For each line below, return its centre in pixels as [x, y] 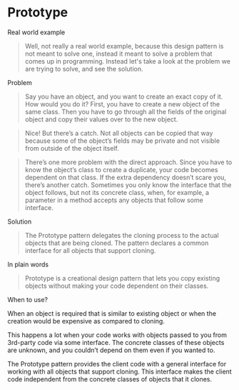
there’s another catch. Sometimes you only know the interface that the [128, 185]
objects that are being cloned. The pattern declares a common [117, 243]
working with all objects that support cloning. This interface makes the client [119, 371]
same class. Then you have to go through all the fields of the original [126, 111]
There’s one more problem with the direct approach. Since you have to [128, 162]
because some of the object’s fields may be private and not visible [122, 141]
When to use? [28, 299]
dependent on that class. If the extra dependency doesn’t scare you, [126, 177]
